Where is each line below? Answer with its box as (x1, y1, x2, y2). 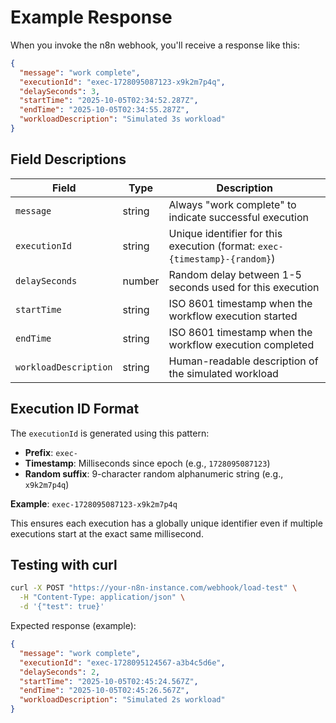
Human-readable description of (168, 354, 319, 368)
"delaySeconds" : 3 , (19, 86, 101, 96)
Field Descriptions (10, 151, 127, 168)
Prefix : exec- (24, 446, 78, 458)
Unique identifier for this (168, 226, 283, 240)
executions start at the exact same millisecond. (10, 527, 204, 540)
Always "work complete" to (168, 197, 297, 211)
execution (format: (168, 239, 256, 253)
